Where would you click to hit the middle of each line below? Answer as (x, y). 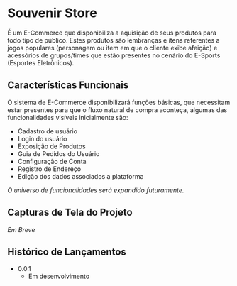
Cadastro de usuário (48, 131)
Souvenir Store (52, 13)
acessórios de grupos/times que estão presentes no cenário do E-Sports (114, 55)
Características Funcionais (68, 86)
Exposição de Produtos (52, 146)
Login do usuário (42, 138)
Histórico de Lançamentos (67, 252)
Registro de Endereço (49, 169)
